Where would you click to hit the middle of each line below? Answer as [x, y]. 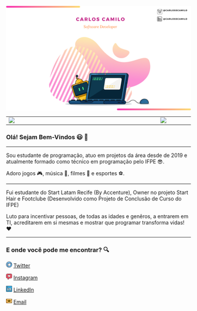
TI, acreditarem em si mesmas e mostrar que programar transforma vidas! [95, 223]
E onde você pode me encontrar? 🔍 [58, 250]
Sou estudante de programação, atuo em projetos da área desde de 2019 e [97, 155]
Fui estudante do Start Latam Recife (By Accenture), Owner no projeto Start [97, 193]
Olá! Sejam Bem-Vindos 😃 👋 [47, 137]
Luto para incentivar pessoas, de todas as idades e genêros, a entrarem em [97, 216]
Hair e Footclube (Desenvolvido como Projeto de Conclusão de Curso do [94, 199]
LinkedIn [23, 290]
